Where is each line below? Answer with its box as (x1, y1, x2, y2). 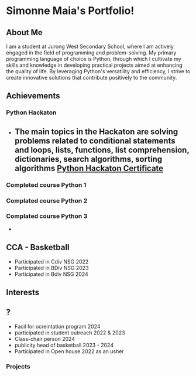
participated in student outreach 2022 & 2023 (14, 329, 125, 336)
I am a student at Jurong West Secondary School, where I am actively (6, 43, 174, 50)
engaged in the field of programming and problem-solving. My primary (6, 49, 177, 56)
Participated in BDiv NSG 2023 (14, 264, 89, 271)
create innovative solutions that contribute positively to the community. (6, 74, 177, 81)
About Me (6, 28, 43, 37)
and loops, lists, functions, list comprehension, (14, 145, 190, 155)
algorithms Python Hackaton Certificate (14, 163, 164, 173)
